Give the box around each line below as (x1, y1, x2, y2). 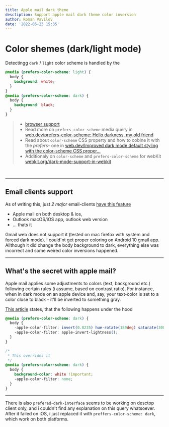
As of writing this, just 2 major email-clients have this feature (5, 201, 131, 207)
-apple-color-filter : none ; (14, 377, 73, 382)
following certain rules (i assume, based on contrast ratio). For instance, (5, 286, 154, 292)
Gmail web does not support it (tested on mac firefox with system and (5, 231, 150, 237)
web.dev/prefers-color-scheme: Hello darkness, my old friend (25, 132, 154, 138)
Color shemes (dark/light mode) (5, 43, 142, 55)
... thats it (12, 222, 32, 228)
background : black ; (14, 102, 55, 108)
